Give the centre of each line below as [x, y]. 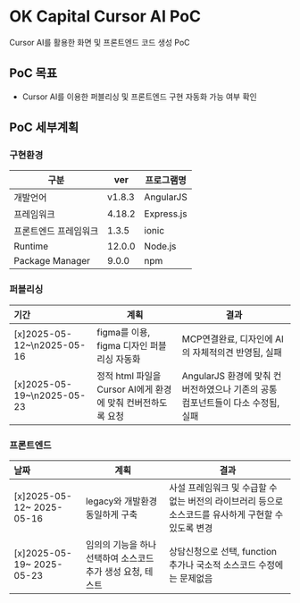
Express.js [166, 214]
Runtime [31, 246]
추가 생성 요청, [114, 572]
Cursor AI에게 [125, 389]
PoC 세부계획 [44, 127]
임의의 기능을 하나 [121, 545]
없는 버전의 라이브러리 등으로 [226, 501]
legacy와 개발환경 [121, 501]
